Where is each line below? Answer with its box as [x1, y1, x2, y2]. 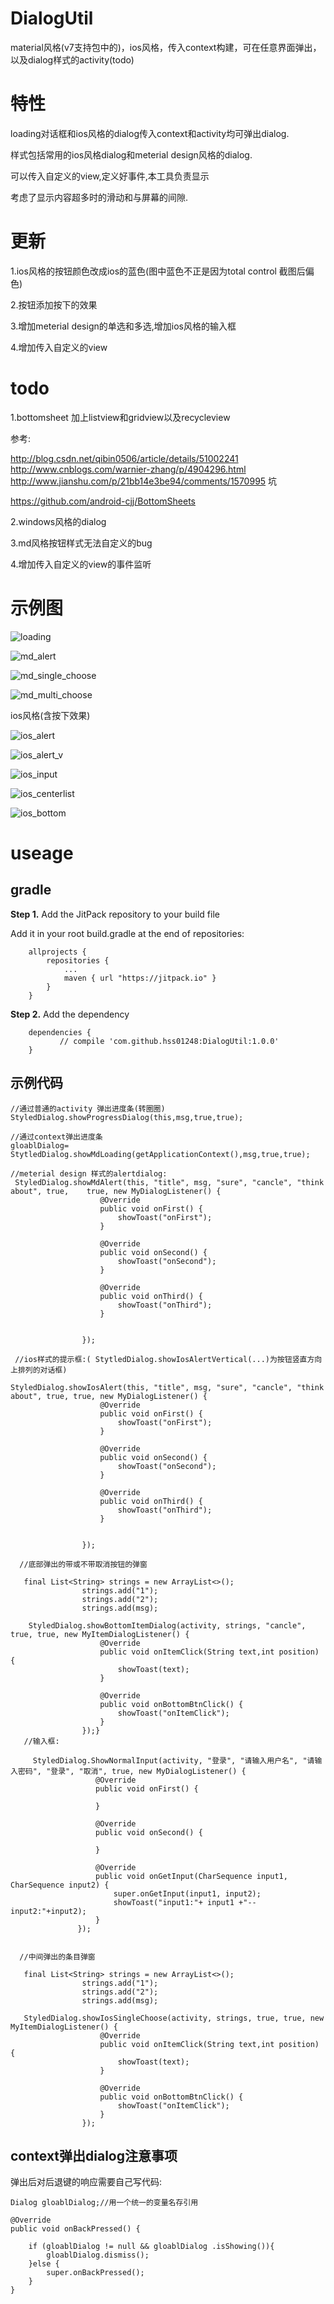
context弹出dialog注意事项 [10, 2147, 178, 2164]
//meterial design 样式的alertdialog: [10, 1168, 168, 1179]
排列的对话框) [17, 1365, 68, 1375]
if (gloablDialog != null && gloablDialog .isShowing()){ [28, 2242, 275, 2252]
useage [10, 842, 74, 864]
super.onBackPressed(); [46, 2268, 145, 2278]
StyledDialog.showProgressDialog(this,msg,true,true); [10, 1112, 244, 1122]
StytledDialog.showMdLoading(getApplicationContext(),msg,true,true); [10, 1149, 311, 1159]
